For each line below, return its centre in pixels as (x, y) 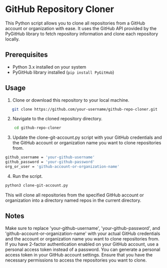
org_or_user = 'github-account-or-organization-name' (62, 167)
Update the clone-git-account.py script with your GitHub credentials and (87, 138)
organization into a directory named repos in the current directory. (73, 200)
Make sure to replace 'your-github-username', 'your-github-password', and (83, 228)
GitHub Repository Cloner (59, 9)
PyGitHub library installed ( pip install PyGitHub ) (63, 72)
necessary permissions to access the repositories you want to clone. (76, 260)
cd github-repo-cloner (38, 128)
